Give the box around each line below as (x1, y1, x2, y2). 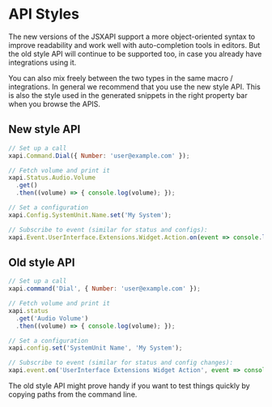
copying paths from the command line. (8, 390, 138, 400)
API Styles (8, 5, 79, 24)
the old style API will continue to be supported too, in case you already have (8, 49, 262, 58)
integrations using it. (8, 58, 77, 67)
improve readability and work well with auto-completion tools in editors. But (8, 40, 261, 49)
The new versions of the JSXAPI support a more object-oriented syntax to (8, 32, 256, 41)
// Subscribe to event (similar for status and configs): (8, 225, 208, 233)
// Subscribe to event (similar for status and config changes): (8, 358, 233, 367)
